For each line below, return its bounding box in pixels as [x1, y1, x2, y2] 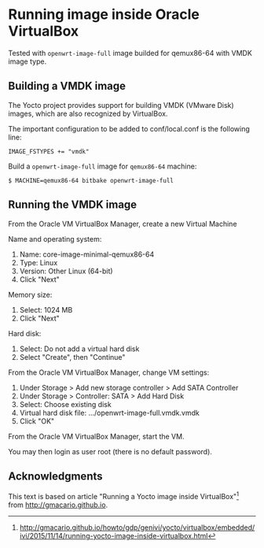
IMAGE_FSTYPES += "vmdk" [8, 147, 90, 155]
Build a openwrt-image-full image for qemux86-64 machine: [8, 161, 197, 171]
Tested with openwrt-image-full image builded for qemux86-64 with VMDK [8, 48, 253, 57]
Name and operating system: [8, 234, 102, 243]
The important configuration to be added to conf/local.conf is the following [8, 124, 250, 133]
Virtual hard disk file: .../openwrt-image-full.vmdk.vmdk [19, 408, 200, 417]
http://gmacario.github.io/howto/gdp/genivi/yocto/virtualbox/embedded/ [19, 523, 255, 532]
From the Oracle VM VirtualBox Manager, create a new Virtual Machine [8, 219, 237, 228]
